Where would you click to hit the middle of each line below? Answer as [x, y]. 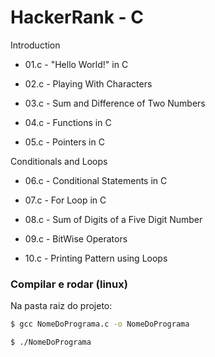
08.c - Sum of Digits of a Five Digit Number [113, 219]
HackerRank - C [77, 17]
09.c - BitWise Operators [76, 238]
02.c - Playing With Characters [88, 83]
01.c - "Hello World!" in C [76, 64]
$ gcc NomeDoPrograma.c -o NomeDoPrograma [100, 324]
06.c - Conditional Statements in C [96, 180]
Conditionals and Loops [59, 161]
